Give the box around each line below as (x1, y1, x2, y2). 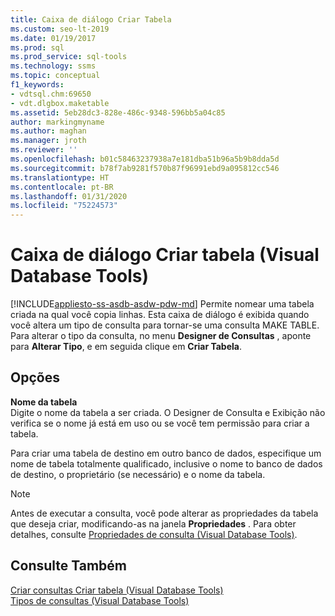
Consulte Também (10, 557, 128, 575)
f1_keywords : (10, 80, 65, 90)
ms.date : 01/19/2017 (10, 33, 97, 43)
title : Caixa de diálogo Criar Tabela (10, 14, 172, 25)
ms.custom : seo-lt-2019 (10, 24, 110, 34)
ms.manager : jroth (10, 136, 87, 146)
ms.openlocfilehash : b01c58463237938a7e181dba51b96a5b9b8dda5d (10, 154, 280, 164)
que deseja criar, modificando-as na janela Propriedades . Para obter (10, 517, 297, 530)
